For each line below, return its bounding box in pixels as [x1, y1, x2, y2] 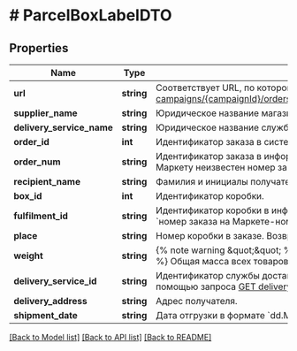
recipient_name [13, 176, 81, 187]
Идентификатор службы [156, 270, 261, 281]
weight [13, 249, 44, 262]
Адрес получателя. [156, 295, 238, 307]
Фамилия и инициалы [156, 176, 249, 187]
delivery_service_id [13, 275, 97, 287]
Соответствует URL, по [156, 81, 255, 94]
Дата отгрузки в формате [156, 309, 265, 321]
